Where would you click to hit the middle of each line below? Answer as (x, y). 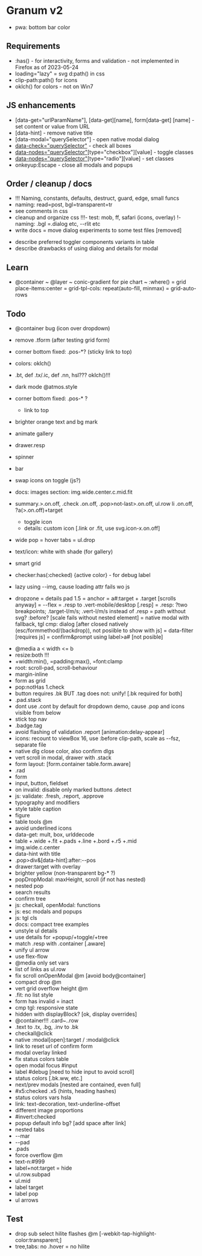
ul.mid (23, 1181)
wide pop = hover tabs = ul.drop (55, 540)
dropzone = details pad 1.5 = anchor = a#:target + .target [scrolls (95, 598)
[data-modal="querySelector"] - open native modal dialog (87, 139)
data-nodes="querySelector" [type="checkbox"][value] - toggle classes (104, 152)
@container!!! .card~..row (47, 1020)
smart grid (28, 563)
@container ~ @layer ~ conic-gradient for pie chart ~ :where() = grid (100, 282)
